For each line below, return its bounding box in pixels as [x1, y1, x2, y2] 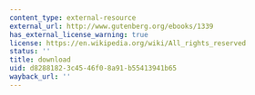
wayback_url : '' [9, 72, 71, 81]
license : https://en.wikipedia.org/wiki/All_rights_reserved [9, 38, 247, 48]
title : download [9, 55, 71, 64]
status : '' [9, 47, 51, 56]
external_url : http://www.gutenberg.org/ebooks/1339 [9, 22, 214, 31]
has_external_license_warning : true [9, 30, 148, 39]
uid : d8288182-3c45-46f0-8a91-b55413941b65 [9, 64, 178, 73]
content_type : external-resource [9, 13, 137, 23]
